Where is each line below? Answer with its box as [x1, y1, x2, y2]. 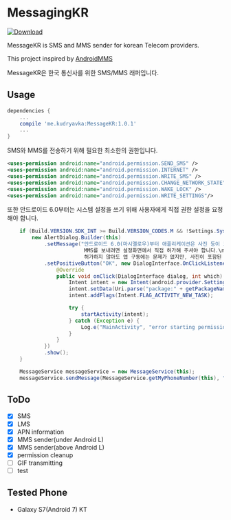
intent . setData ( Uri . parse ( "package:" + [68, 286, 184, 292]
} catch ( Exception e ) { [68, 317, 140, 324]
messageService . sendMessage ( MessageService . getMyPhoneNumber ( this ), [19, 374, 220, 381]
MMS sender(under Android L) [16, 435, 104, 443]
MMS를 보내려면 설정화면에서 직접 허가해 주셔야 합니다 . [83, 247, 219, 254]
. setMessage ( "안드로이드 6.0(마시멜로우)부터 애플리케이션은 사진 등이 [43, 241, 221, 248]
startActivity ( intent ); [80, 310, 149, 318]
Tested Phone [7, 487, 67, 499]
